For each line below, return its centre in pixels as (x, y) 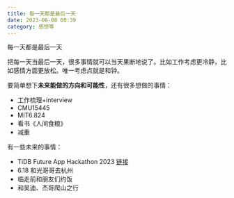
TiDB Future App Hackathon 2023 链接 (73, 162)
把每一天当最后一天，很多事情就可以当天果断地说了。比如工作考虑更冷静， (114, 62)
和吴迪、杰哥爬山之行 (48, 188)
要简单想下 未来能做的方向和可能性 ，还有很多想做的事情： (89, 85)
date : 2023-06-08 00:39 (42, 20)
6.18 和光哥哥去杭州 (45, 170)
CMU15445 (33, 108)
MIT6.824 (31, 115)
